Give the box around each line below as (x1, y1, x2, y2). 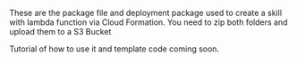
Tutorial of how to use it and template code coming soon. (9, 43, 220, 54)
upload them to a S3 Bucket (9, 27, 112, 36)
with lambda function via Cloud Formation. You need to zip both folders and (9, 17, 288, 28)
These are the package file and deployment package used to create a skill (9, 8, 283, 18)
